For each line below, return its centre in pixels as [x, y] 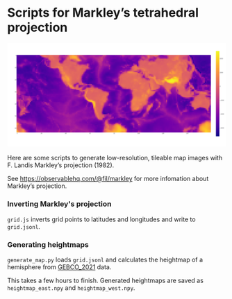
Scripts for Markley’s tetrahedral [103, 13]
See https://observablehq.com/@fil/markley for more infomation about [108, 179]
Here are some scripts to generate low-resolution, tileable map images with [115, 158]
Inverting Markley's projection [59, 204]
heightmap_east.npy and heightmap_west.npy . [71, 288]
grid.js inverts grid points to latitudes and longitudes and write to [101, 219]
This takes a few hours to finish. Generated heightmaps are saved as [105, 280]
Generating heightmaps [48, 244]
